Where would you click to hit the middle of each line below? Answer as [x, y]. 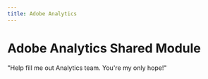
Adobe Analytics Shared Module [104, 48]
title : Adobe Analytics [42, 14]
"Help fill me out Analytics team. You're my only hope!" [87, 68]
